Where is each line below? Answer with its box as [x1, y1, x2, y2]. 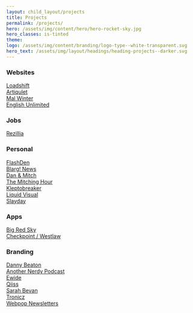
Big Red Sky [6, 226, 37, 233]
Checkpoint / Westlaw [6, 232, 62, 239]
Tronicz [6, 294, 25, 301]
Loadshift [6, 82, 30, 89]
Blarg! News [6, 165, 37, 172]
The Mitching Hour [6, 178, 53, 185]
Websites [6, 68, 35, 76]
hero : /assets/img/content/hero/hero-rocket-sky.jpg [6, 25, 142, 32]
